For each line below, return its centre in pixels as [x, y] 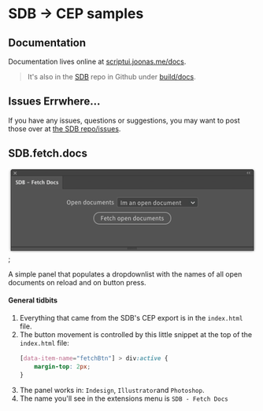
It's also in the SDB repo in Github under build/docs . [111, 77]
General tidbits [33, 300]
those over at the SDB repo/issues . [65, 128]
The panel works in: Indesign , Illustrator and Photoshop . [112, 390]
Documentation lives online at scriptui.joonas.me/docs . [97, 61]
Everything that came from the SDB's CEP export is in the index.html [131, 318]
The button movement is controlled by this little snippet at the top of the [136, 335]
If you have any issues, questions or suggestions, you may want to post [124, 120]
